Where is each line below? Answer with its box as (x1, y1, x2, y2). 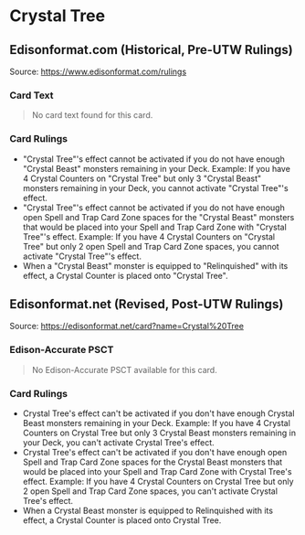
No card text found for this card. (31, 110, 153, 121)
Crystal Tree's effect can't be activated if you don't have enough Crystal (22, 408, 295, 419)
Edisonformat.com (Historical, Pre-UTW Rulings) (9, 42, 294, 58)
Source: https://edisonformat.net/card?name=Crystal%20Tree (9, 321, 245, 332)
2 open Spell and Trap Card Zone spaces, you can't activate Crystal (22, 486, 279, 497)
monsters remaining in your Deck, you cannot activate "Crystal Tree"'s (22, 182, 289, 193)
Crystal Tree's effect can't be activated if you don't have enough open (22, 447, 288, 457)
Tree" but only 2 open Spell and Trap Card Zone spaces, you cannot (22, 241, 280, 251)
